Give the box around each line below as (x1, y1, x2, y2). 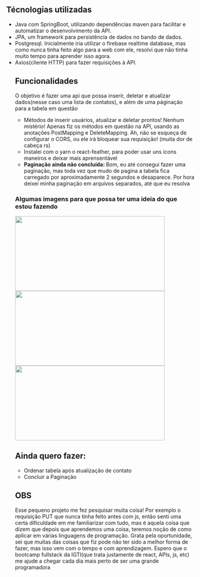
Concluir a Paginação (23, 473, 76, 480)
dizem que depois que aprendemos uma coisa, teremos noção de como (14, 526, 192, 533)
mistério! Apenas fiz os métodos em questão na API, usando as (23, 123, 180, 130)
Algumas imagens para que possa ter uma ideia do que (14, 194, 177, 203)
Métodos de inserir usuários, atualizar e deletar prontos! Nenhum (23, 116, 184, 123)
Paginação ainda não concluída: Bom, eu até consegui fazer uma (23, 161, 186, 168)
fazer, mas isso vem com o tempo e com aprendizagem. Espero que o (14, 544, 187, 552)
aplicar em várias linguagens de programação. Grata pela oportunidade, (14, 532, 192, 539)
